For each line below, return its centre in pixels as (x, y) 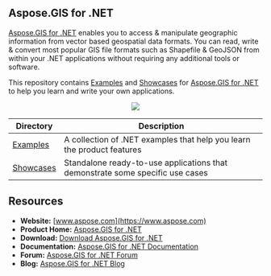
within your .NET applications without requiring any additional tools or (124, 58)
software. (24, 67)
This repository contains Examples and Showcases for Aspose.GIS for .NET (133, 82)
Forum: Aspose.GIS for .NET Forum (79, 255)
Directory (34, 126)
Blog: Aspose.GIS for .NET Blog (72, 263)
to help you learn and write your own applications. (92, 91)
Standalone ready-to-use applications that (146, 163)
